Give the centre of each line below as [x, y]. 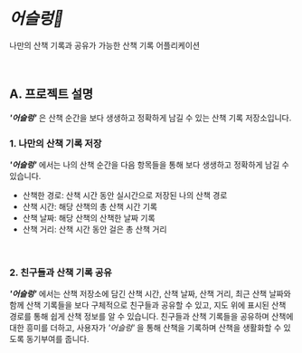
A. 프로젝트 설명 [51, 95]
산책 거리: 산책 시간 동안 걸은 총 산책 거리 [94, 229]
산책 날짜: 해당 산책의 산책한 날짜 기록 [89, 218]
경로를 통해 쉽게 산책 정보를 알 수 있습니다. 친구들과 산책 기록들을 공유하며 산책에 [151, 317]
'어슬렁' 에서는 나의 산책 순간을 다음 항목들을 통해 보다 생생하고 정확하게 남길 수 [149, 165]
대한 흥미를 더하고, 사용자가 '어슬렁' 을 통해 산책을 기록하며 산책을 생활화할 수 [146, 328]
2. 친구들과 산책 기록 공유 [61, 272]
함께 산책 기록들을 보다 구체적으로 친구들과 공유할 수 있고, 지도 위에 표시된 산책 [148, 305]
